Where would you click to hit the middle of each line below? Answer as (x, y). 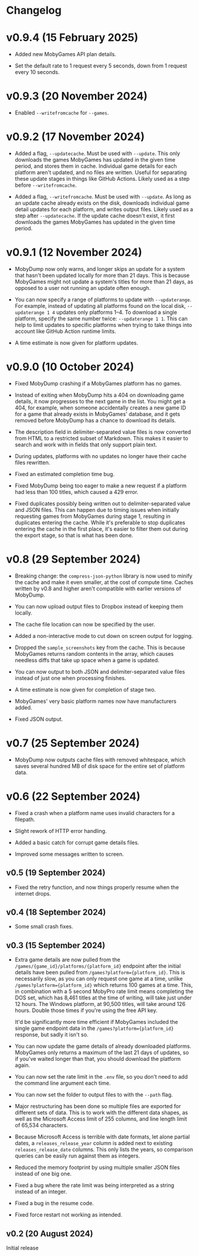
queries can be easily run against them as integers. (77, 1156)
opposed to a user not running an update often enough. (83, 288)
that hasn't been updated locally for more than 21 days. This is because (102, 275)
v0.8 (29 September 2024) (73, 559)
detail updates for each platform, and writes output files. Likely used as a (104, 209)
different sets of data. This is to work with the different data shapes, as (101, 1113)
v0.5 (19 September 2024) (56, 873)
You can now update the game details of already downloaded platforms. (103, 1046)
